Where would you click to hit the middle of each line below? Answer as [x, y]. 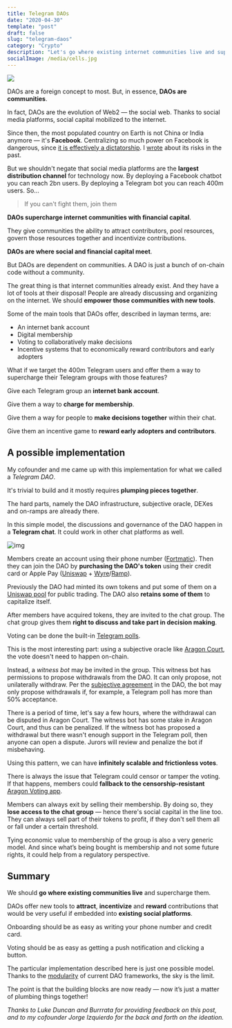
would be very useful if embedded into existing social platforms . [100, 914]
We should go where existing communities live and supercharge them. [109, 893]
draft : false [26, 33]
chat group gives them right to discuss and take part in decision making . [112, 622]
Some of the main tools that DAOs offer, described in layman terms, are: [109, 314]
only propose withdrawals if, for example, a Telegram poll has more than [110, 692]
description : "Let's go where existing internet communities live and [111, 53]
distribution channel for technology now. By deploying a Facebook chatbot [115, 175]
